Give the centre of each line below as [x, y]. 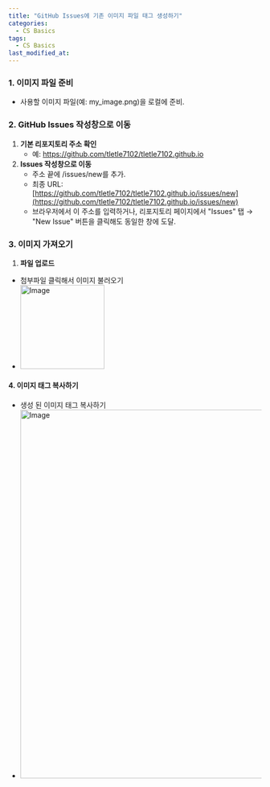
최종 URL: [47, 184]
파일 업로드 [37, 263]
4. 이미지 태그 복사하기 [43, 385]
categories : [28, 23]
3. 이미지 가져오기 [41, 244]
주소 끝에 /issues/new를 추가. [79, 174]
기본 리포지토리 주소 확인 [58, 144]
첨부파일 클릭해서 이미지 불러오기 [72, 280]
